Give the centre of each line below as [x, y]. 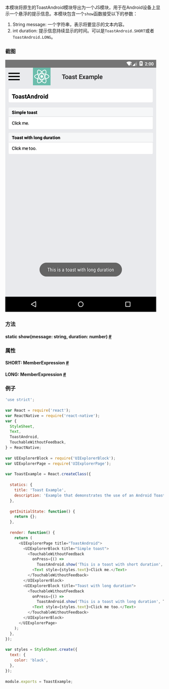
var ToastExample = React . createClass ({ [48, 474]
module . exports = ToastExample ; [39, 681]
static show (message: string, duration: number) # [58, 336]
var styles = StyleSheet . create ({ [41, 650]
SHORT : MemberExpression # [37, 363]
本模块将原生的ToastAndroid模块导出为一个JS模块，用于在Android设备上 [81, 7]
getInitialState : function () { [43, 511]
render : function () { [32, 533]
